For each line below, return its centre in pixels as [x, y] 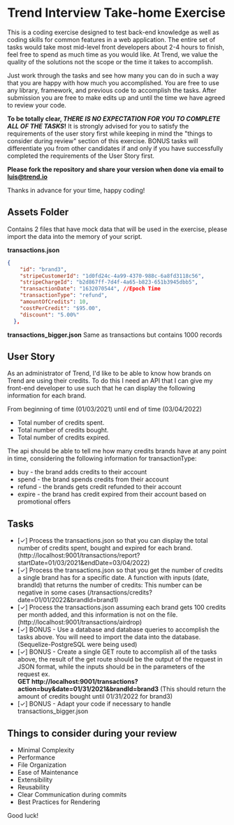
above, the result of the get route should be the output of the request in [120, 659]
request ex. [34, 674]
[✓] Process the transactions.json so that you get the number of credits [120, 570]
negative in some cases [51, 592]
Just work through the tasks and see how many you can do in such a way [113, 75]
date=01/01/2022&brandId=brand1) [68, 600]
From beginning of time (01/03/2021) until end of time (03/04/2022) [105, 409]
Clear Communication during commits [72, 794]
